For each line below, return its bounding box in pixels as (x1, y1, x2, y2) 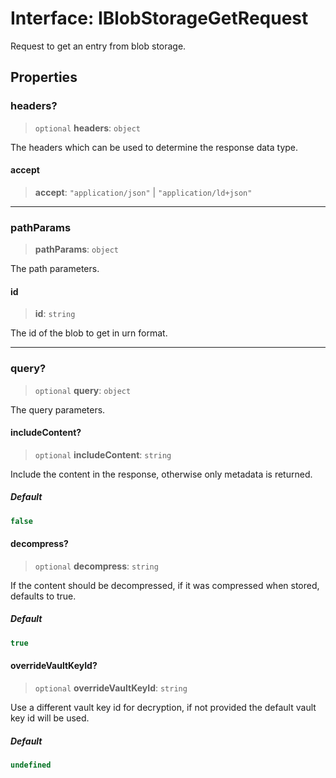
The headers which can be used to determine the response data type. (10, 141, 299, 153)
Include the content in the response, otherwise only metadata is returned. (10, 468, 313, 480)
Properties (10, 69, 78, 86)
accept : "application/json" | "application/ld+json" (34, 186, 253, 198)
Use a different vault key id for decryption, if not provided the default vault (10, 701, 317, 713)
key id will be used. (10, 712, 90, 724)
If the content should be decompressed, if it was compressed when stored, (10, 579, 320, 591)
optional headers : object (34, 122, 141, 134)
